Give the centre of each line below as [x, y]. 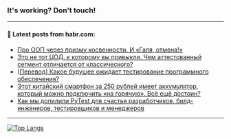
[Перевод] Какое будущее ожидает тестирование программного [113, 72]
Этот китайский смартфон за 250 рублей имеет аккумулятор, [108, 86]
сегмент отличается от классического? [75, 64]
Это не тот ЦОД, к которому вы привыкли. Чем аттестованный [109, 56]
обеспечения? [38, 78]
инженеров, [35, 108]
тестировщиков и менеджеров [99, 108]
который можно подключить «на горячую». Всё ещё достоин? [109, 93]
